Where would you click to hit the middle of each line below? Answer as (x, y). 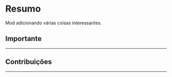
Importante (24, 39)
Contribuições (29, 62)
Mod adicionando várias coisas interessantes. (53, 23)
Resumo (23, 9)
